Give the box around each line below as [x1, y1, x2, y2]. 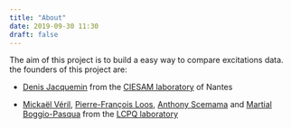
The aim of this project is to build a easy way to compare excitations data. [9, 55, 284, 66]
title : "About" [9, 13, 67, 23]
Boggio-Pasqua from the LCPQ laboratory [22, 109, 179, 120]
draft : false [9, 30, 59, 39]
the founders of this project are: [9, 64, 128, 75]
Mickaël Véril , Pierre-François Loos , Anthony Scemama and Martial [22, 99, 273, 110]
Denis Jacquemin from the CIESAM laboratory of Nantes [22, 82, 233, 93]
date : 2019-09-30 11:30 [9, 22, 99, 31]
